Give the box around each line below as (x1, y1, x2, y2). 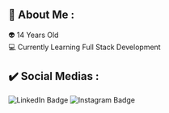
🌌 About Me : (8, 8, 75, 22)
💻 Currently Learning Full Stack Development (8, 42, 161, 52)
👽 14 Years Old (8, 30, 59, 40)
